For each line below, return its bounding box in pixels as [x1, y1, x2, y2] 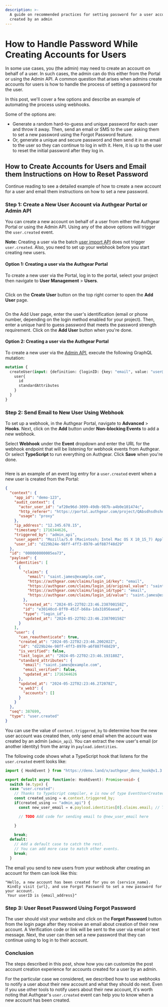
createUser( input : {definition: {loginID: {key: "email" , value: [9, 369, 149, 374]
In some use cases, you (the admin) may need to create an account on [5, 66, 150, 72]
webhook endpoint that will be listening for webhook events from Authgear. [5, 446, 160, 452]
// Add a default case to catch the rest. [14, 842, 104, 847]
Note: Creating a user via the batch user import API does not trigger [5, 239, 145, 245]
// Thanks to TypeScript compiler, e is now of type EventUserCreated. [14, 791, 166, 796]
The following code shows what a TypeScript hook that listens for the [5, 753, 148, 759]
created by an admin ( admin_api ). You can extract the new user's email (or [5, 738, 158, 744]
